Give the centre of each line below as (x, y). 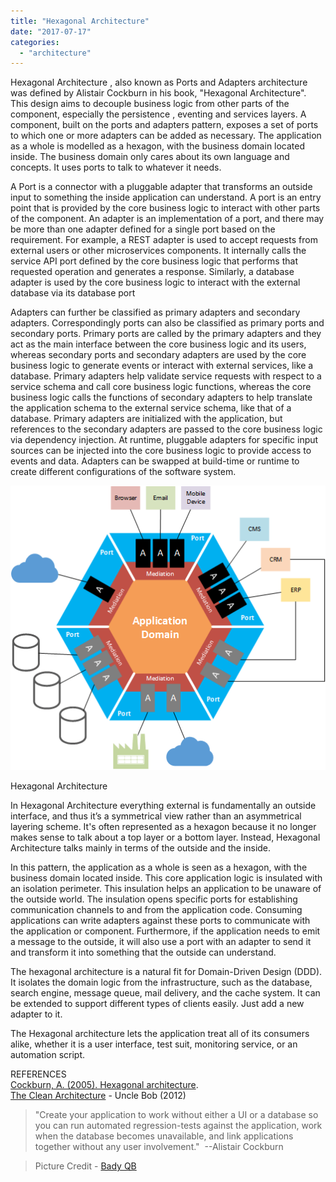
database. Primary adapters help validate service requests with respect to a (166, 376)
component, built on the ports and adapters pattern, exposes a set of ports (164, 125)
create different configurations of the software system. (123, 472)
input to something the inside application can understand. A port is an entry (166, 197)
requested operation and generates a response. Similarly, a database (152, 272)
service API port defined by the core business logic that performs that (154, 261)
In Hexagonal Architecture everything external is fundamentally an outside (163, 806)
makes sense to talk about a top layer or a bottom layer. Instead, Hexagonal (165, 837)
